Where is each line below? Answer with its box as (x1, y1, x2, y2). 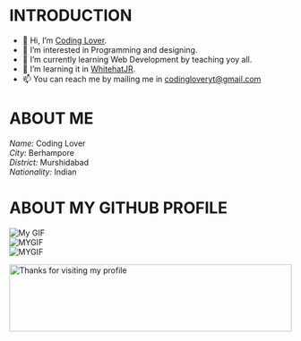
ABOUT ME (9, 108, 94, 129)
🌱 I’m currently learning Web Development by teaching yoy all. (21, 54, 253, 64)
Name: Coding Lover (9, 138, 86, 149)
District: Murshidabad (9, 157, 90, 167)
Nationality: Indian (9, 166, 78, 177)
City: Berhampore (9, 147, 74, 158)
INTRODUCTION (9, 5, 133, 26)
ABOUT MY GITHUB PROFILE (9, 198, 228, 218)
